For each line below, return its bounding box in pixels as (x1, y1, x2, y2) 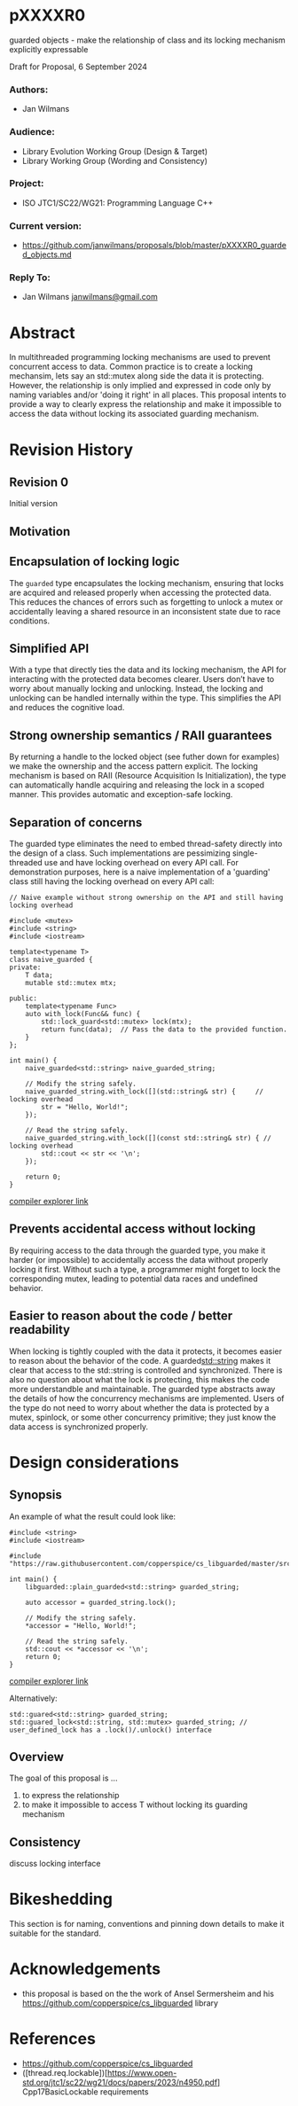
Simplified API (9, 640, 90, 656)
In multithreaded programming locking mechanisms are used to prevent (9, 352, 271, 363)
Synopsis (9, 1487, 62, 1503)
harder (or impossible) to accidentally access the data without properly (9, 1254, 269, 1264)
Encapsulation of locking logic (9, 554, 180, 569)
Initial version (9, 498, 59, 509)
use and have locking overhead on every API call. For (43, 857, 239, 867)
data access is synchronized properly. (9, 1421, 149, 1432)
